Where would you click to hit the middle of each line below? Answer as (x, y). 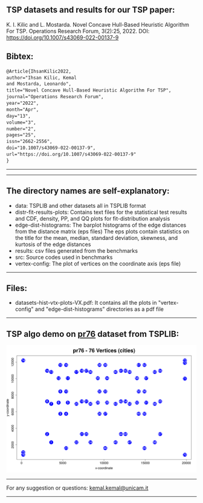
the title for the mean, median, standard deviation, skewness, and (96, 238)
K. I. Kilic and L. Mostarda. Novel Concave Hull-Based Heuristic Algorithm (98, 24)
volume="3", (21, 122)
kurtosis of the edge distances (53, 244)
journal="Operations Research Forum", (55, 97)
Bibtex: (20, 57)
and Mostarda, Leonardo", (39, 84)
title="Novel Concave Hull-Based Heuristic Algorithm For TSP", (89, 90)
